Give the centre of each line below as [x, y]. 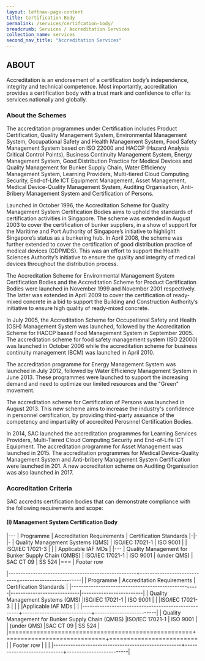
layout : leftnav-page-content [45, 12]
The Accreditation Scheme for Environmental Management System [91, 276]
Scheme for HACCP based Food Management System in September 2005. [100, 333]
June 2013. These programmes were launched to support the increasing [97, 377]
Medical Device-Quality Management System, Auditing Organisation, [93, 187]
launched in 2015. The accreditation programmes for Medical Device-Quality [103, 453]
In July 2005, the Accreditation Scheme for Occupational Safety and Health [102, 320]
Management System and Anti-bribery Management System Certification [99, 460]
